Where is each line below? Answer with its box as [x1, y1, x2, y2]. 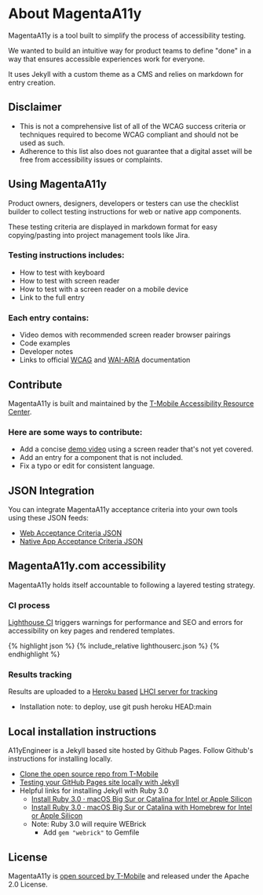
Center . [8, 407, 32, 416]
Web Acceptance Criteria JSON [19, 528, 122, 538]
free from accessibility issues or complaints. [19, 155, 163, 164]
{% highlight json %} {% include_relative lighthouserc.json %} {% [8, 641, 220, 651]
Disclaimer [8, 100, 62, 114]
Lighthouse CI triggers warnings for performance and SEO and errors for [8, 618, 243, 627]
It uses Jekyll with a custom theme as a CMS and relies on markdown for [8, 69, 243, 79]
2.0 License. [8, 880, 49, 890]
